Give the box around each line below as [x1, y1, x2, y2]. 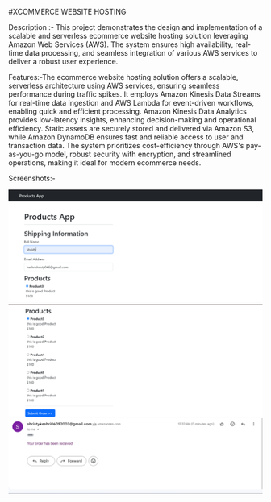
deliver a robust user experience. [8, 56, 119, 66]
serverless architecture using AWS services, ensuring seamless [8, 81, 220, 90]
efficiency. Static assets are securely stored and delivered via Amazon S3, [8, 124, 255, 133]
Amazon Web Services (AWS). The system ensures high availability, [8, 39, 234, 49]
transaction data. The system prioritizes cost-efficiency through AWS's [8, 141, 244, 150]
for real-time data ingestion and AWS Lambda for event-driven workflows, [8, 98, 254, 107]
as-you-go [8, 149, 44, 159]
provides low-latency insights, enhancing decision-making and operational [8, 115, 256, 124]
